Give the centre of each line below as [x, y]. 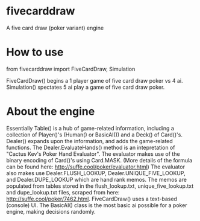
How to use [35, 52]
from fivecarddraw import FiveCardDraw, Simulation [71, 69]
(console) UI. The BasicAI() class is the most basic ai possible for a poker [97, 205]
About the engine [51, 111]
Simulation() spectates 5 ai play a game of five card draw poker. [86, 87]
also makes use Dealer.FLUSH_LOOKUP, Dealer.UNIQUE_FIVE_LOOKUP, [96, 173]
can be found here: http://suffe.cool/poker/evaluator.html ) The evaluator [96, 167]
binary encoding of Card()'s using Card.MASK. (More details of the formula [99, 160]
